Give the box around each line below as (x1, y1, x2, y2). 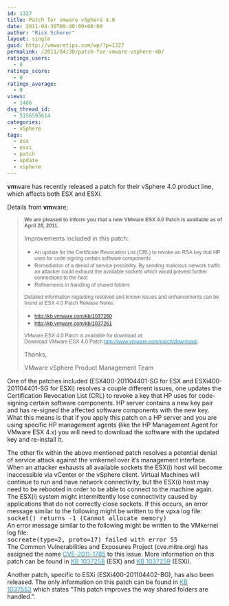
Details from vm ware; (7, 203, 69, 211)
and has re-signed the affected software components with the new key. (7, 406, 210, 414)
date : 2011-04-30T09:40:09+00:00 (7, 23, 103, 30)
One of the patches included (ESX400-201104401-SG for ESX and (7, 377, 194, 385)
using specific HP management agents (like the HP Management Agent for (7, 420, 218, 429)
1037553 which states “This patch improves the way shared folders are (7, 585, 208, 593)
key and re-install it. (7, 435, 63, 443)
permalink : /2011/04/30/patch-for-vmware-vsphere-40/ (7, 49, 165, 56)
